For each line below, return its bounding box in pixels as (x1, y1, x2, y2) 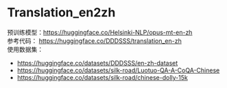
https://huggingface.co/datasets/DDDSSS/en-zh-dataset (16, 59, 178, 67)
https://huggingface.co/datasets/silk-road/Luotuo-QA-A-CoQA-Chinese (16, 66, 220, 74)
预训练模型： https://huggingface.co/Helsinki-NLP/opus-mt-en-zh (7, 28, 193, 36)
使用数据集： (7, 45, 43, 53)
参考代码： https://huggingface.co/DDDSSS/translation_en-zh (7, 36, 182, 45)
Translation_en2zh (7, 5, 116, 20)
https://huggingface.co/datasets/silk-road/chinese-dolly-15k (16, 73, 189, 81)
